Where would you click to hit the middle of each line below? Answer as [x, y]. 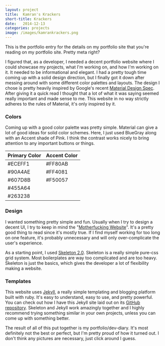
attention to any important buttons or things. [50, 143]
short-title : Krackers [28, 19]
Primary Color [24, 156]
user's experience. [24, 243]
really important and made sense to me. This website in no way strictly [77, 99]
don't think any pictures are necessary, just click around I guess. [71, 338]
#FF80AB [57, 164]
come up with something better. [38, 318]
